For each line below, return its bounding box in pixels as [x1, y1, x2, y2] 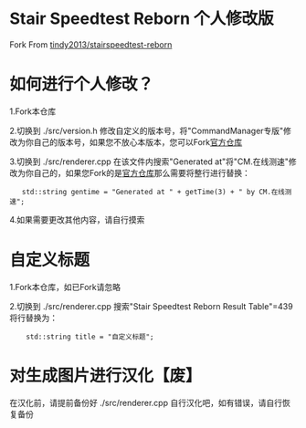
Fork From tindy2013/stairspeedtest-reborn [9, 38, 173, 50]
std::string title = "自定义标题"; [26, 332, 154, 341]
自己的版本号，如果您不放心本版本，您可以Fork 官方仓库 [33, 136, 243, 147]
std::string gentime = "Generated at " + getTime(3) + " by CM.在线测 [21, 187, 292, 196]
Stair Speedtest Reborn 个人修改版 [9, 8, 274, 29]
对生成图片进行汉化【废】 [9, 366, 203, 386]
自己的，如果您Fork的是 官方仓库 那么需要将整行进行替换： [33, 167, 251, 178]
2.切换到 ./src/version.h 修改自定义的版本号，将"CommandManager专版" [9, 125, 284, 136]
